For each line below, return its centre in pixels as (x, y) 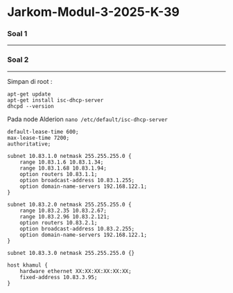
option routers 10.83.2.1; (59, 222)
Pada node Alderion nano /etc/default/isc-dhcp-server (87, 119)
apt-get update (29, 94)
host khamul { (28, 265)
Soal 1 (17, 34)
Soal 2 (18, 60)
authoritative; (29, 144)
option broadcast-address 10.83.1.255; (77, 180)
